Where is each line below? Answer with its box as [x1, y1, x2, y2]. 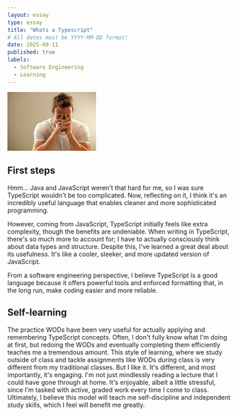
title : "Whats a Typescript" [7, 26, 93, 33]
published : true [7, 49, 55, 56]
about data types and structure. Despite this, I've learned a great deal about [7, 242, 229, 250]
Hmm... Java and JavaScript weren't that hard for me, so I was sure [7, 183, 204, 192]
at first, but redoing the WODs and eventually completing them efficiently [7, 340, 221, 349]
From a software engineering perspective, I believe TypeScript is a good [7, 271, 218, 279]
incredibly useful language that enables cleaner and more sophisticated [7, 198, 217, 207]
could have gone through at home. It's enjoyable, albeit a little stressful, [7, 378, 216, 386]
